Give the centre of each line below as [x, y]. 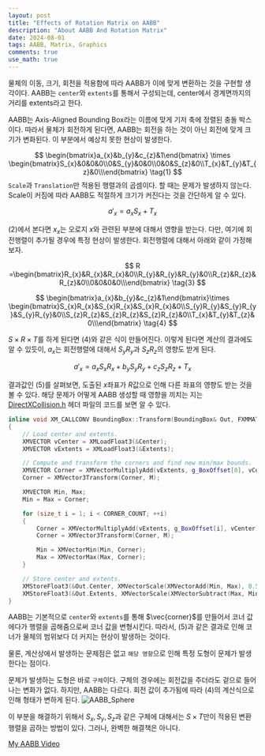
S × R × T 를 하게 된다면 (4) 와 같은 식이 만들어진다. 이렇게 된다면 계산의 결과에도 [131, 340]
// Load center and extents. [70, 434]
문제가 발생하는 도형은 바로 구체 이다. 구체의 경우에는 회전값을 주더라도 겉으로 [125, 680]
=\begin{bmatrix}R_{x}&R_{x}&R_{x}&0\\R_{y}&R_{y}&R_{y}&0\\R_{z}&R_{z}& [132, 274]
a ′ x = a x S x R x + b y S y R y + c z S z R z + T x [132, 368]
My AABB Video [34, 744]
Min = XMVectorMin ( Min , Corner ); [91, 550]
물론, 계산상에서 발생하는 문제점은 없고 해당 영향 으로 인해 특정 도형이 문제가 [123, 653]
